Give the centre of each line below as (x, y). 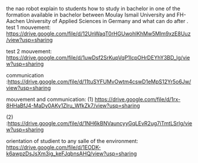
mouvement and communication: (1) (50, 99)
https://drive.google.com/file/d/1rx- (137, 99)
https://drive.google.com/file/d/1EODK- (53, 147)
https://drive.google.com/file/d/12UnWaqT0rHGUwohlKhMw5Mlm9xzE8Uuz (98, 34)
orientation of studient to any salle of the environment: (72, 141)
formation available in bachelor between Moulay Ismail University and (91, 15)
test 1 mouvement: (29, 27)
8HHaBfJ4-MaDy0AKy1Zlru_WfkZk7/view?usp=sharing (73, 105)
